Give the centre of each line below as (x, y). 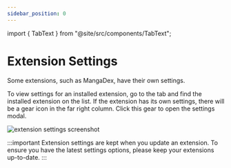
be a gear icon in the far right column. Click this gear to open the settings (111, 109)
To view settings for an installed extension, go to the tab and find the (104, 93)
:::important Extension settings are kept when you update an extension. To (113, 142)
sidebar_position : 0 (37, 13)
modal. (17, 115)
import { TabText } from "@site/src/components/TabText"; (89, 33)
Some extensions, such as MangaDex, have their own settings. (96, 80)
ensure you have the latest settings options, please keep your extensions (111, 150)
